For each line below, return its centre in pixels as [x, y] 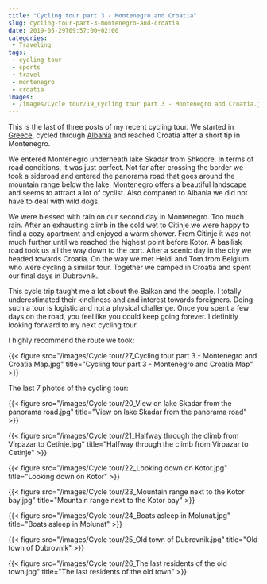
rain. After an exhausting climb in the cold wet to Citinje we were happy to [129, 225]
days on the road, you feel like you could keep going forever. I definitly [123, 317]
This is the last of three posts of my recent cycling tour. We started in [121, 127]
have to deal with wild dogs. [54, 201]
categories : [28, 38]
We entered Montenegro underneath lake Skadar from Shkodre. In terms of [131, 159]
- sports [26, 68]
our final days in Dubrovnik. [53, 276]
